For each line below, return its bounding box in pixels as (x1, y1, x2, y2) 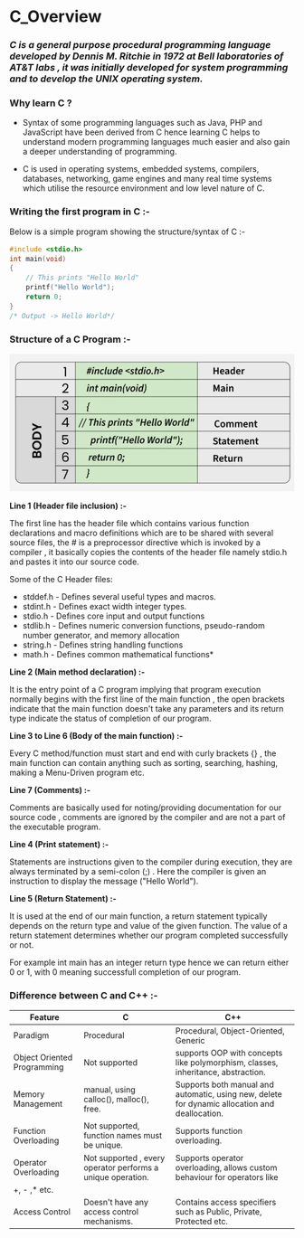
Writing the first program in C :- (9, 205, 151, 218)
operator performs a (83, 1162, 159, 1173)
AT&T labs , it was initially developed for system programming (9, 61, 289, 74)
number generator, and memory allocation (22, 629, 180, 640)
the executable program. (9, 821, 101, 832)
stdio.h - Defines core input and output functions (22, 610, 205, 621)
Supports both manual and (175, 1079, 274, 1091)
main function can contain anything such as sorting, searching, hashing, (9, 757, 279, 768)
